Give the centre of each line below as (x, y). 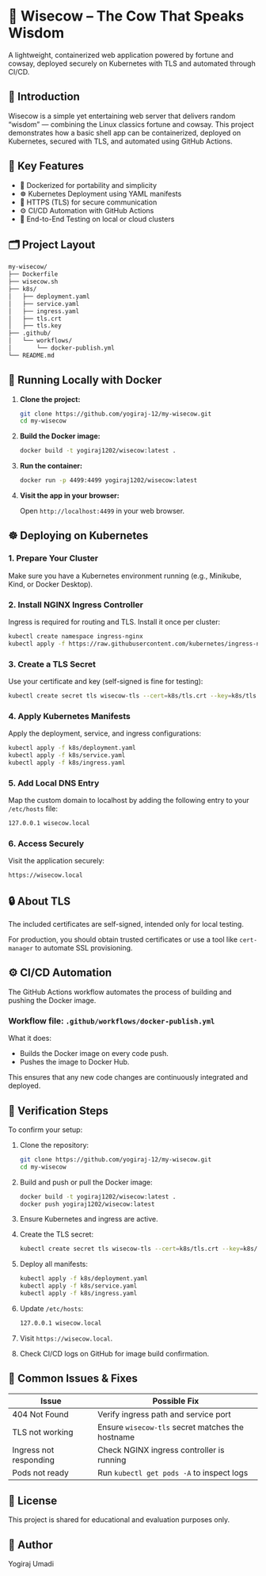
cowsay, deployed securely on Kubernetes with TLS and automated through (132, 63)
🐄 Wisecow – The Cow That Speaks (126, 16)
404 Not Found (40, 1414)
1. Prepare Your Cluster (53, 558)
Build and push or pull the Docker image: (86, 1182)
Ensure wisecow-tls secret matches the (171, 1427)
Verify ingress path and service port (164, 1414)
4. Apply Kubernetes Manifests (69, 716)
